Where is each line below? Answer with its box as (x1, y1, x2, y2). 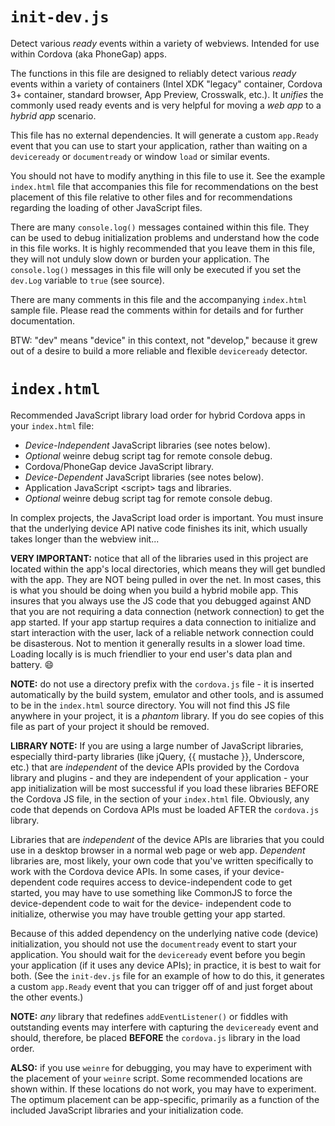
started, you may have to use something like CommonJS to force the (10, 886, 293, 898)
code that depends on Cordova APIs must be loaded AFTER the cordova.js (10, 803, 320, 815)
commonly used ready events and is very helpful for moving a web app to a (10, 99, 322, 111)
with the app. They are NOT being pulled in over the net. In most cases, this (10, 573, 322, 585)
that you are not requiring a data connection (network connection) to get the (10, 605, 325, 617)
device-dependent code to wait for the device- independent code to (10, 897, 292, 909)
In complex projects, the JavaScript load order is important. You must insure (10, 511, 324, 523)
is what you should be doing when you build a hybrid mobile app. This (10, 584, 299, 596)
